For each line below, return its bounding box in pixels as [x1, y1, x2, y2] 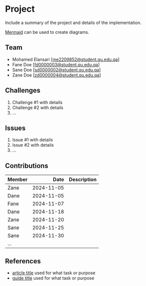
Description [68, 176, 97, 183]
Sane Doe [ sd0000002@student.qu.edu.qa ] [12, 67, 101, 73]
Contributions [5, 161, 48, 170]
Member [7, 176, 28, 183]
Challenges [5, 86, 41, 95]
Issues [5, 124, 26, 132]
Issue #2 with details [12, 142, 54, 148]
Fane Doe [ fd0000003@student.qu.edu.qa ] [12, 61, 100, 67]
